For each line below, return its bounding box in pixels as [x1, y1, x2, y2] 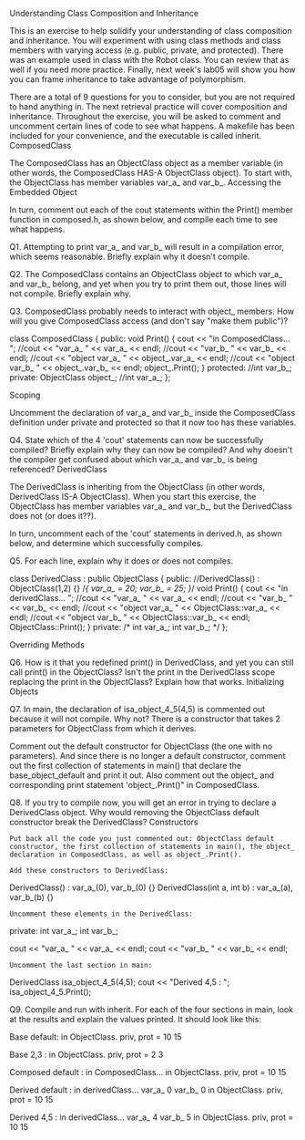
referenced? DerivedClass [9, 464, 107, 474]
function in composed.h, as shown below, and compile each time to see [9, 214, 279, 224]
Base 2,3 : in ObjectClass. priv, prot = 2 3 [9, 1049, 164, 1060]
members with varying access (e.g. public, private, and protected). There [9, 45, 284, 56]
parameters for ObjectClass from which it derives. [9, 723, 198, 733]
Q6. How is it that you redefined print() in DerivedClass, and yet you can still [9, 657, 294, 668]
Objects [9, 686, 39, 697]
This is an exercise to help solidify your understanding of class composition [9, 26, 293, 36]
